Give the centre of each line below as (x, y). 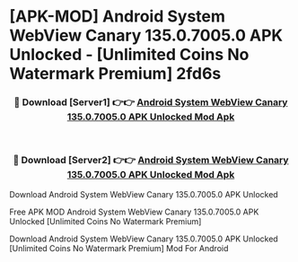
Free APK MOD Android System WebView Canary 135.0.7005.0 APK (134, 212)
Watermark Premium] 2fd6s (115, 74)
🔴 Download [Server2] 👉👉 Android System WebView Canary (151, 161)
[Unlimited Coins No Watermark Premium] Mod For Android (119, 248)
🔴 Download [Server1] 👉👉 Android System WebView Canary (151, 102)
